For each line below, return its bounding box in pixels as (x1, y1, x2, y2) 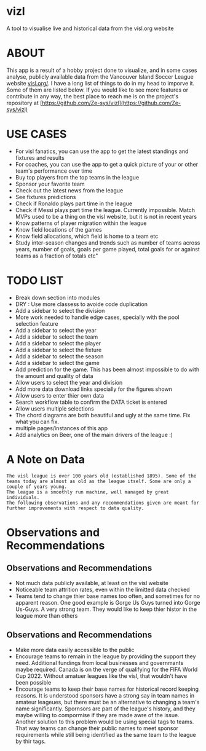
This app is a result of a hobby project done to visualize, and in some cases (6, 66, 197, 74)
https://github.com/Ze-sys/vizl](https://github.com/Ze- (42, 99, 181, 106)
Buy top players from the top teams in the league (15, 173, 140, 181)
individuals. (6, 494, 40, 500)
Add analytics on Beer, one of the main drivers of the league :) (15, 431, 173, 438)
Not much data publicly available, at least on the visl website (15, 579, 169, 586)
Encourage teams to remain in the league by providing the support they (15, 653, 196, 660)
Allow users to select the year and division (15, 379, 123, 386)
